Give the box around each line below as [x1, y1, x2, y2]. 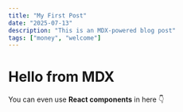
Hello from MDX [8, 68, 115, 86]
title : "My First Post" [8, 11, 88, 20]
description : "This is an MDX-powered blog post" [8, 26, 177, 34]
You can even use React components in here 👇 [8, 95, 165, 104]
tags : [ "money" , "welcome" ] [8, 33, 102, 42]
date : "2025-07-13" [8, 19, 73, 27]
